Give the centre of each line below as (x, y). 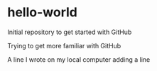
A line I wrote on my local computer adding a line (79, 59)
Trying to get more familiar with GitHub (64, 45)
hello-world (43, 12)
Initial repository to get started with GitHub (70, 32)
